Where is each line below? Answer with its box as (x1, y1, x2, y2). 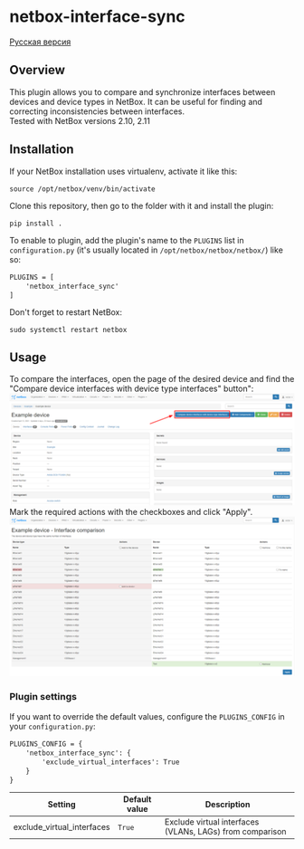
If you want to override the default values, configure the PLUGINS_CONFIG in (9, 711, 285, 721)
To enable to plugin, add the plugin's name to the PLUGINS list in (9, 234, 244, 245)
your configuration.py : (9, 720, 97, 731)
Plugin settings (9, 691, 77, 703)
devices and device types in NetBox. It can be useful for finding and (9, 96, 262, 107)
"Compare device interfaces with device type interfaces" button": (9, 383, 254, 395)
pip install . (9, 219, 63, 228)
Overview (9, 62, 66, 78)
